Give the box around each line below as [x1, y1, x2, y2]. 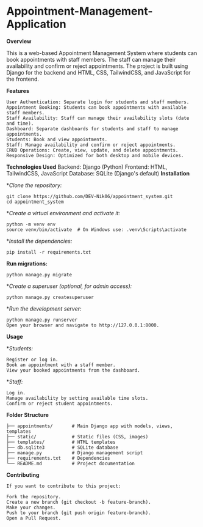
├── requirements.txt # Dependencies [6, 455, 111, 461]
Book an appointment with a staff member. [6, 362, 116, 368]
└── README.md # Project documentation [6, 460, 135, 466]
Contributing [6, 471, 40, 478]
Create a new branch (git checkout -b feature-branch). [6, 499, 151, 505]
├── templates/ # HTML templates [6, 439, 116, 445]
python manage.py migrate [6, 271, 72, 278]
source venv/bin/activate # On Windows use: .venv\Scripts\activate [6, 226, 187, 233]
